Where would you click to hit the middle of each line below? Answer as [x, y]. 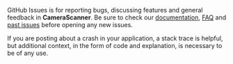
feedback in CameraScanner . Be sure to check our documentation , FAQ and [117, 17]
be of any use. [28, 53]
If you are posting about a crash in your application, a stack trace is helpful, [115, 38]
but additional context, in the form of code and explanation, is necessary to [115, 46]
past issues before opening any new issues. [70, 25]
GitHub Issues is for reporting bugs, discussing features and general [105, 10]
